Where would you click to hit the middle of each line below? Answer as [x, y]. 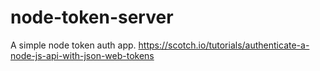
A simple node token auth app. [73, 45]
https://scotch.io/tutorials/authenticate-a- [224, 45]
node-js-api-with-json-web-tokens [82, 55]
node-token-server [92, 17]
